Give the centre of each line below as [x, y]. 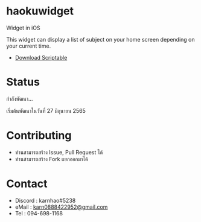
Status [23, 82]
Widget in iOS [23, 28]
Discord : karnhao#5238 [45, 200]
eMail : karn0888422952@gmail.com [61, 207]
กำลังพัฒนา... [20, 98]
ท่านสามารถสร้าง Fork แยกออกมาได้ [52, 159]
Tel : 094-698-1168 [39, 213]
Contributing [39, 135]
